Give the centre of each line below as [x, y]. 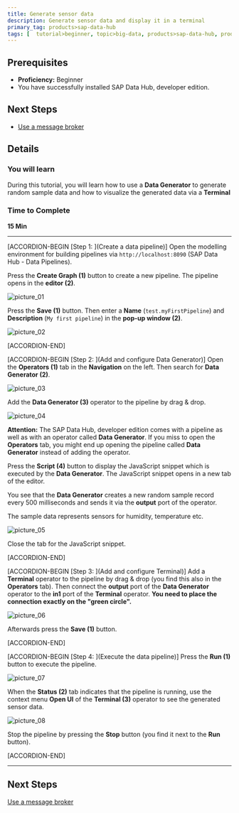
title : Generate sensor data [51, 14]
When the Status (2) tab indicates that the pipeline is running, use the [110, 691]
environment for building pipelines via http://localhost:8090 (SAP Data [113, 254]
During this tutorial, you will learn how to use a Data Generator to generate [117, 185]
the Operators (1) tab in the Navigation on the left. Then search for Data [113, 367]
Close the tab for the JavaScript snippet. [67, 544]
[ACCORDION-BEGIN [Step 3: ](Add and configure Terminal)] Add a [106, 571]
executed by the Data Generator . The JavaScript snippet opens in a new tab [119, 473]
